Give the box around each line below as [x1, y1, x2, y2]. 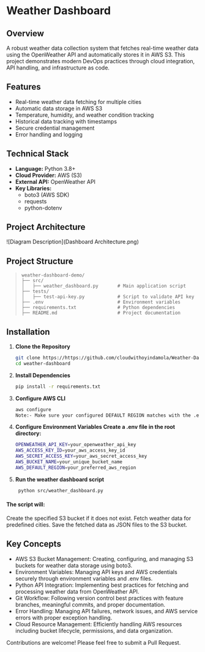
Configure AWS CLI [15, 395, 66, 402]
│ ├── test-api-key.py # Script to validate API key [21, 294, 195, 300]
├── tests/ [21, 288, 50, 295]
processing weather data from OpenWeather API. [15, 587, 140, 595]
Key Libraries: [15, 184, 52, 192]
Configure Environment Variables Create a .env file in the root [15, 423, 176, 431]
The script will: [6, 501, 45, 508]
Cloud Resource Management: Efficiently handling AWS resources [15, 620, 182, 627]
